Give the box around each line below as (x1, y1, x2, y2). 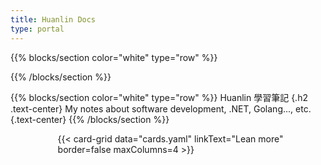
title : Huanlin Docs (10, 14, 97, 25)
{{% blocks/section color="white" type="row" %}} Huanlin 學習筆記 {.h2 (10, 91, 308, 103)
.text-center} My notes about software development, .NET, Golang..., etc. (10, 102, 312, 115)
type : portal (10, 24, 65, 34)
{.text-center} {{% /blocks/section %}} (10, 113, 170, 125)
